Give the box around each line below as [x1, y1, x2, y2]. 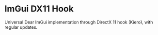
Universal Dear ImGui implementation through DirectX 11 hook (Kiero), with [4, 19, 153, 25]
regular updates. [4, 24, 37, 30]
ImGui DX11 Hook [4, 3, 74, 14]
